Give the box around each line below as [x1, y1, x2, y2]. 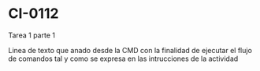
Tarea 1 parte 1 [8, 30, 55, 40]
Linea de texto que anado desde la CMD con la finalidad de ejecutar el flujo [8, 45, 252, 55]
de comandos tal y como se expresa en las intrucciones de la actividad [8, 54, 239, 63]
